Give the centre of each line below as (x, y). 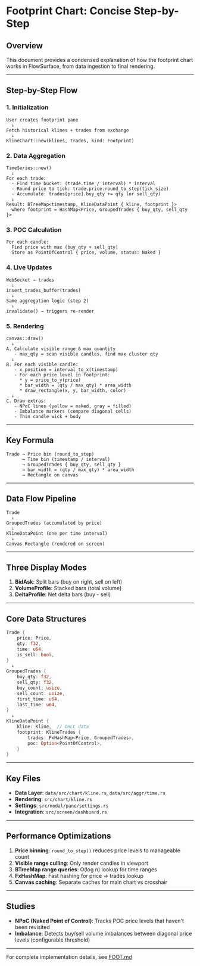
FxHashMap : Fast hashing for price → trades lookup (79, 875)
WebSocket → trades (30, 280)
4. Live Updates (29, 267)
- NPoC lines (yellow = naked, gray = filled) (73, 406)
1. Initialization (27, 107)
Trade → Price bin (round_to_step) (50, 454)
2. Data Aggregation (36, 155)
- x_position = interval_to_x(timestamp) (66, 370)
